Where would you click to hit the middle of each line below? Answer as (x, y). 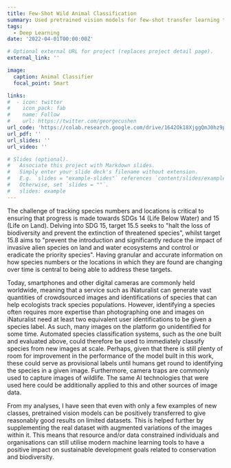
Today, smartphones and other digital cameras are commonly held (101, 282)
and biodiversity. (31, 457)
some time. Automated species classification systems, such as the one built (114, 334)
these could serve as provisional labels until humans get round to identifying (115, 363)
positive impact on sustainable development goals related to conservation (112, 449)
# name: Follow (33, 115)
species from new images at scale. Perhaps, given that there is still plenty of (115, 348)
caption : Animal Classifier (54, 76)
